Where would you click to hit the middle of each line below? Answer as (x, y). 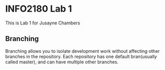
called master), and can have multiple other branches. (62, 62)
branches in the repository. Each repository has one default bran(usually (81, 56)
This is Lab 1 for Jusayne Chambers (43, 23)
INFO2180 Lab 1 (39, 9)
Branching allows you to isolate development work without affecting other (82, 51)
